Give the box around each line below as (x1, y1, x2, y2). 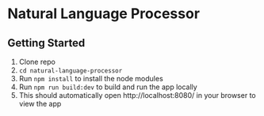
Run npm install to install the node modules (18, 74, 163, 83)
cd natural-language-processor (18, 67, 123, 75)
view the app (18, 99, 62, 108)
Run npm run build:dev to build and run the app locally (18, 82, 197, 92)
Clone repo (18, 57, 56, 66)
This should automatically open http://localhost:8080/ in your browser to (18, 91, 256, 99)
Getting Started (7, 36, 86, 50)
